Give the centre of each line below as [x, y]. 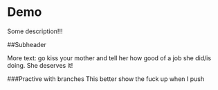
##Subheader [27, 44]
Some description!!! [35, 31]
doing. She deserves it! [40, 65]
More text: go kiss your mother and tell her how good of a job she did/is [109, 58]
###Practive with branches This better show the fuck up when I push [106, 79]
